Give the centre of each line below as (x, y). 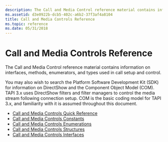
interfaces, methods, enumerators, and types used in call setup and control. (83, 73)
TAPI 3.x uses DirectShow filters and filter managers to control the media (80, 93)
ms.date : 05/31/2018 (27, 29)
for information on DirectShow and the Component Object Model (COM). (80, 88)
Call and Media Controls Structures (48, 129)
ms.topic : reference (27, 24)
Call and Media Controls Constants (48, 119)
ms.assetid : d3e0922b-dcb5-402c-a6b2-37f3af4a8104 (59, 15)
